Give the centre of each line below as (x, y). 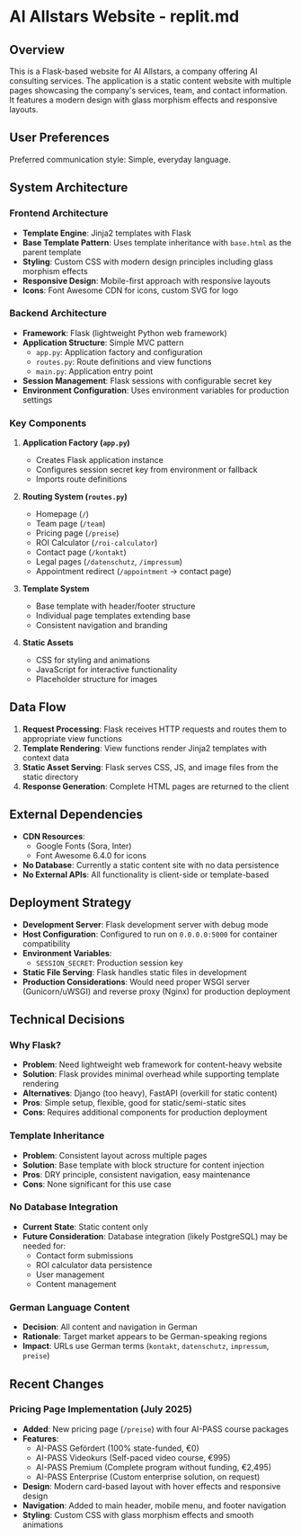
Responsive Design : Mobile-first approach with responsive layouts (146, 280)
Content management (76, 1284)
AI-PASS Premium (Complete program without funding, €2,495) (154, 1467)
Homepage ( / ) (62, 514)
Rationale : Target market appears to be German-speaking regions (145, 1337)
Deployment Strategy (71, 903)
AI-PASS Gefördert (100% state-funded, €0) (117, 1448)
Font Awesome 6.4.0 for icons (91, 855)
